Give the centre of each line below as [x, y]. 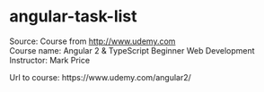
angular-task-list [73, 17]
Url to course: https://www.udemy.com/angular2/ [100, 77]
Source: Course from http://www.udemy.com [92, 41]
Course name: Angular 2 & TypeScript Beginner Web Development [132, 50]
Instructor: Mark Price [50, 60]
